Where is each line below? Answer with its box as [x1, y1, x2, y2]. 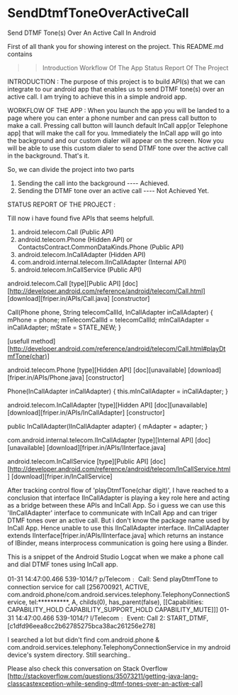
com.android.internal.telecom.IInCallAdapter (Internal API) [17, 258, 187, 266]
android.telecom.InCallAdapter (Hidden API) [17, 250, 147, 258]
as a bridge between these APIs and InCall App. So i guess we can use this [7, 500, 226, 509]
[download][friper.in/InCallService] [11, 472, 113, 481]
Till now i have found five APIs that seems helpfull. [7, 214, 154, 222]
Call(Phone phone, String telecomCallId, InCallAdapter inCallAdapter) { [7, 307, 214, 317]
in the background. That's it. [7, 151, 90, 160]
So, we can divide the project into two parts [7, 165, 135, 173]
